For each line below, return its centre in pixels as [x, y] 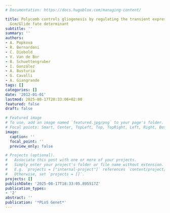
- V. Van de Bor [22, 57]
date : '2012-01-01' [26, 94]
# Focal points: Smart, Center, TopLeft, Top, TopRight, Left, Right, [81, 127]
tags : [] [14, 85]
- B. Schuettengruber [28, 61]
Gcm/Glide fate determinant [39, 24]
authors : [14, 38]
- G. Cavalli [19, 76]
